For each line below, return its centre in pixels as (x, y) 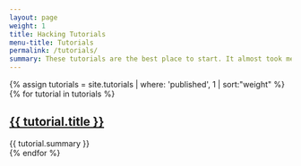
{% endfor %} (35, 153)
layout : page (34, 17)
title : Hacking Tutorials (57, 34)
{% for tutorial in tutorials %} (62, 94)
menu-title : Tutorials (52, 42)
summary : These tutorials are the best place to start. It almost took (146, 59)
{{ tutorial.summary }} (49, 143)
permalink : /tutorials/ (54, 51)
